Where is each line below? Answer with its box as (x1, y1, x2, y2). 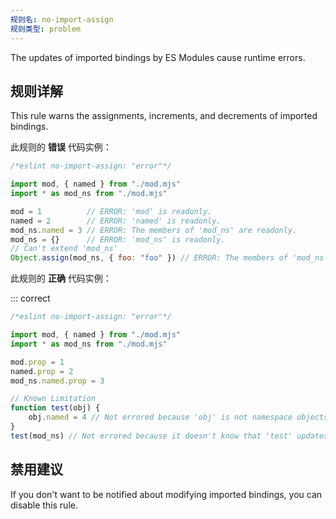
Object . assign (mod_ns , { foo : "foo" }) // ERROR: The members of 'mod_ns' (10, 253, 329, 263)
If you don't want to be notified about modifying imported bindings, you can (10, 488, 323, 500)
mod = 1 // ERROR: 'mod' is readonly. (10, 206, 213, 216)
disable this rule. (10, 499, 78, 511)
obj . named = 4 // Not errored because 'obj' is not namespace (28, 412, 293, 423)
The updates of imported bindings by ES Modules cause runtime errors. (10, 51, 306, 63)
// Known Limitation (10, 394, 97, 404)
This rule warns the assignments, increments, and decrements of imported (10, 110, 318, 122)
